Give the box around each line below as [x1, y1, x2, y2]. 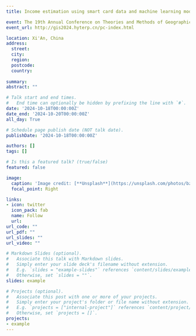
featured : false [6, 164, 45, 170]
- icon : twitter [6, 202, 45, 208]
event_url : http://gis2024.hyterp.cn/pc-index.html [6, 25, 134, 30]
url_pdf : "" [6, 229, 35, 235]
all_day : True [6, 116, 41, 122]
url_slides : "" [6, 235, 43, 241]
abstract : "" [6, 84, 38, 90]
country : [11, 68, 33, 74]
